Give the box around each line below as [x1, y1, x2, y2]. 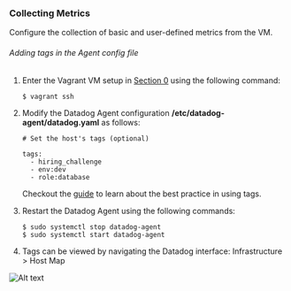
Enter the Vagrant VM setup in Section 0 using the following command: [21, 74, 281, 86]
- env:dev [30, 165, 66, 174]
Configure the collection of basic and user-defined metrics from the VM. [9, 27, 273, 38]
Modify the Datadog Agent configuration [21, 107, 170, 118]
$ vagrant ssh [21, 92, 74, 101]
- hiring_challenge [30, 157, 102, 166]
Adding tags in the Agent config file [9, 47, 139, 57]
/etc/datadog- [171, 107, 226, 118]
